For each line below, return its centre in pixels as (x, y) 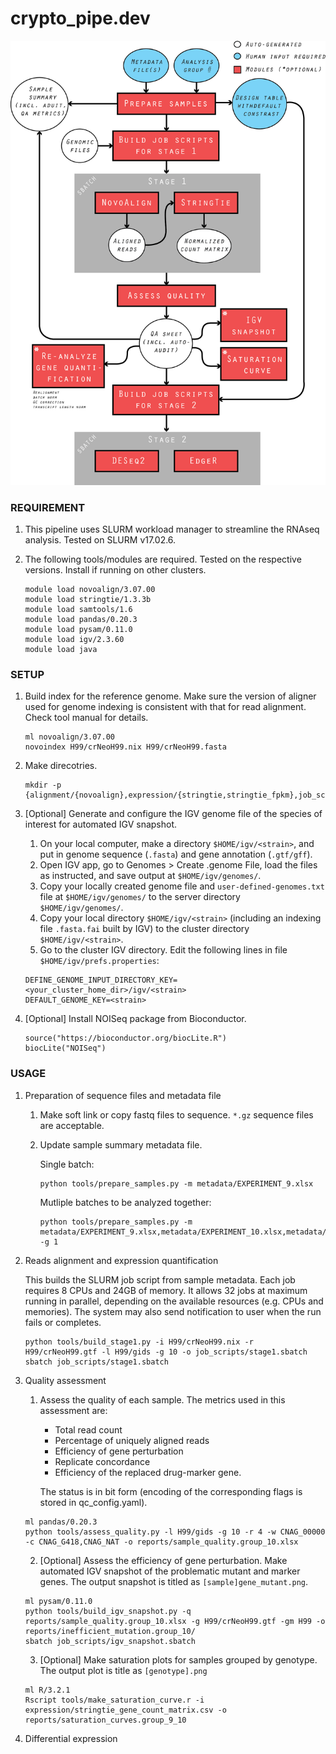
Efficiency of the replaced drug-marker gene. (148, 1472)
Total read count (88, 1429)
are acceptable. (72, 1125)
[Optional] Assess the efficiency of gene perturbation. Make (163, 1560)
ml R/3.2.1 (47, 1690)
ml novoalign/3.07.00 (69, 737)
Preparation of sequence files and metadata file (123, 1095)
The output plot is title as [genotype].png (123, 1670)
